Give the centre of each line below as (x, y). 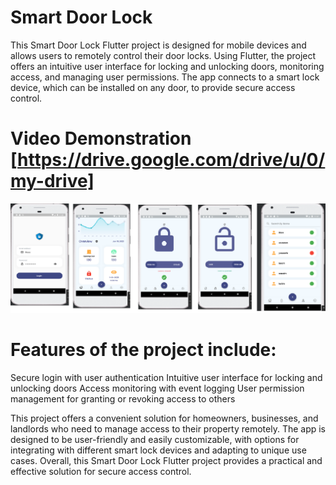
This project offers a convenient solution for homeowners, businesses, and (164, 418)
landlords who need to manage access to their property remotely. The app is (168, 429)
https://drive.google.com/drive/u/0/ (171, 160)
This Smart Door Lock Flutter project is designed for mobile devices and (158, 45)
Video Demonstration (101, 138)
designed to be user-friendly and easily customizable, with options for (155, 440)
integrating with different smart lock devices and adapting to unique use (158, 450)
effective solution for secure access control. (101, 472)
